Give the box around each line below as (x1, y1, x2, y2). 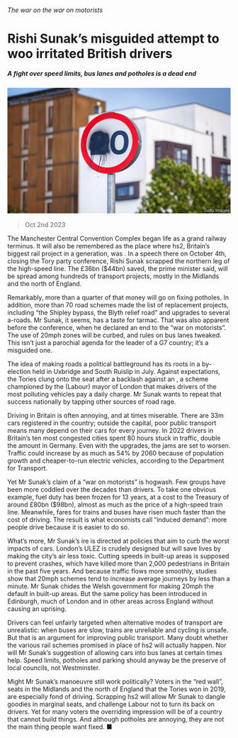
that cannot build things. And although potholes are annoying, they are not (7, 715, 225, 724)
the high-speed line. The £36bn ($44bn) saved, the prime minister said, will (7, 265, 228, 273)
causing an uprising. (7, 605, 67, 613)
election (7, 368, 31, 376)
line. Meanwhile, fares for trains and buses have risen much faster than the (7, 508, 226, 517)
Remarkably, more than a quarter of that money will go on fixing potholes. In (7, 293, 229, 302)
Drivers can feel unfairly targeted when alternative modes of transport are (7, 618, 223, 627)
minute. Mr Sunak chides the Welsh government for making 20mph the (7, 582, 214, 590)
